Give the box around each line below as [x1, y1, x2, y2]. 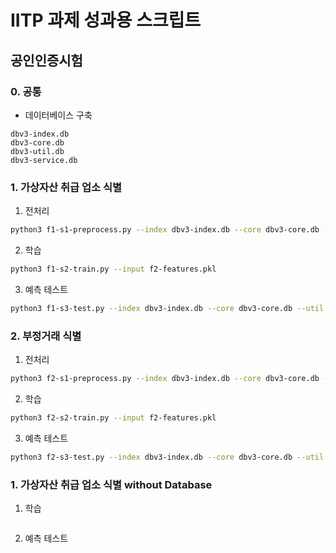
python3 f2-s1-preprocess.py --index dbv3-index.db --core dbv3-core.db [10, 374, 320, 384]
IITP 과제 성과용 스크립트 [10, 9, 202, 32]
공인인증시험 [10, 52, 83, 69]
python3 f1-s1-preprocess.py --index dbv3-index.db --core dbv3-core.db [10, 225, 320, 235]
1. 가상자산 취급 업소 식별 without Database [10, 477, 213, 491]
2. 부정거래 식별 [10, 329, 82, 343]
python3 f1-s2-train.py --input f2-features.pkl [10, 264, 217, 275]
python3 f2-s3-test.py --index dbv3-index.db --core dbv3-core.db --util [10, 452, 325, 462]
